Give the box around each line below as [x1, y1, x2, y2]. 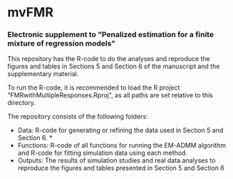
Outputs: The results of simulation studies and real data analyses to [17, 156, 216, 165]
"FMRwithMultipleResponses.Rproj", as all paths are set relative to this [7, 91, 214, 99]
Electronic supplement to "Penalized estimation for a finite [7, 30, 214, 40]
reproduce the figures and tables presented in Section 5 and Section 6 [17, 164, 224, 173]
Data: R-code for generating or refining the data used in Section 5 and [17, 126, 224, 135]
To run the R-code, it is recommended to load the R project [7, 83, 180, 92]
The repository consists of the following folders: [7, 112, 148, 121]
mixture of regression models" [7, 38, 116, 48]
